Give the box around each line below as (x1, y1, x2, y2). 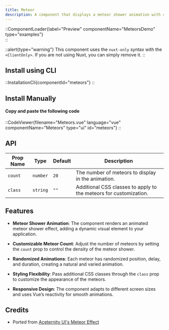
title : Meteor (5, 7, 35, 13)
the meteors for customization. (75, 190, 148, 197)
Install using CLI (5, 66, 57, 74)
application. (12, 231, 37, 237)
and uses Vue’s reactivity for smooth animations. (12, 291, 114, 297)
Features (5, 207, 34, 215)
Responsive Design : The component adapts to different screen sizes (12, 286, 156, 292)
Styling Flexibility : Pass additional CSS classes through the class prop (12, 271, 159, 277)
